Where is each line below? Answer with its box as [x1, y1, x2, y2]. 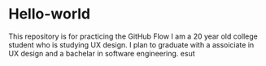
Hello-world [8, 5, 91, 23]
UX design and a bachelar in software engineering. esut [8, 48, 195, 58]
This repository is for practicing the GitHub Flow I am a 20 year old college [8, 31, 259, 41]
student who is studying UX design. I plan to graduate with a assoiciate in [8, 39, 255, 49]
